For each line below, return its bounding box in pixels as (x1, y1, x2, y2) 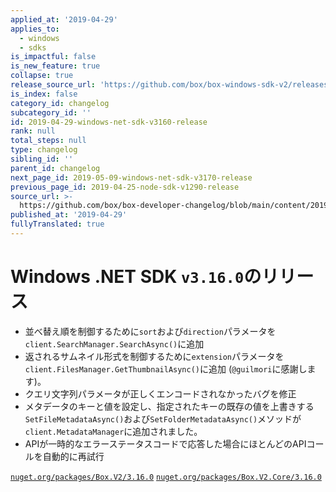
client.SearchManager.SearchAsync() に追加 (24, 337, 205, 350)
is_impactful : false (10, 52, 97, 62)
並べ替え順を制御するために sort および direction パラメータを (24, 325, 277, 337)
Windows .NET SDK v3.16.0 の (10, 266, 262, 288)
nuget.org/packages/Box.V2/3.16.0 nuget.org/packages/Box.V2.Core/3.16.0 (10, 472, 322, 482)
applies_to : (10, 24, 60, 34)
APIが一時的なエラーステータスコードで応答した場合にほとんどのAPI (24, 437, 307, 450)
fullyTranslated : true (10, 219, 105, 230)
